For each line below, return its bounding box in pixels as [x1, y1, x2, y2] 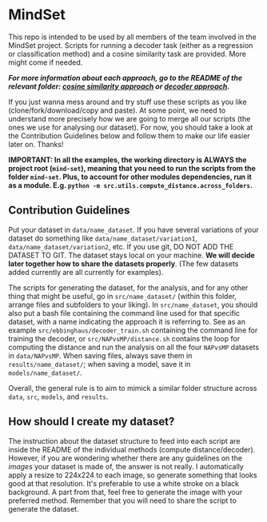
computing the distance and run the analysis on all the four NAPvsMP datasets [8, 342, 260, 352]
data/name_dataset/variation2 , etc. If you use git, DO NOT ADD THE [8, 241, 234, 251]
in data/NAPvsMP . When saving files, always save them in [8, 350, 193, 361]
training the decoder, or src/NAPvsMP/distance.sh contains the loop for [8, 333, 241, 343]
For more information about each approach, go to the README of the [8, 73, 243, 82]
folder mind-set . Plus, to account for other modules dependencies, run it [8, 172, 252, 181]
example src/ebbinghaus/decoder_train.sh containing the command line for [8, 325, 258, 335]
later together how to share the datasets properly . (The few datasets [8, 258, 239, 269]
